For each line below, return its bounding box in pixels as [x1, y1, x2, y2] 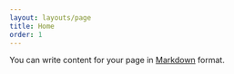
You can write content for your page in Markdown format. [9, 55, 225, 66]
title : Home [9, 22, 55, 31]
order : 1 [9, 30, 43, 39]
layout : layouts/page [9, 13, 92, 23]
